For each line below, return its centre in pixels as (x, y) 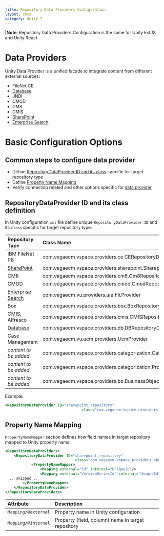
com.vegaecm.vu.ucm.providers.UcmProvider (95, 339)
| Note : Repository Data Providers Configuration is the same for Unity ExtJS (81, 33)
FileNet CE (23, 86)
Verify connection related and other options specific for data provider (82, 187)
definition (20, 210)
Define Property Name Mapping (44, 182)
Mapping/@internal (29, 523)
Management (23, 342)
